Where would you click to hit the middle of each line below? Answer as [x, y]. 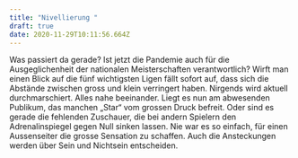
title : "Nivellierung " [54, 18]
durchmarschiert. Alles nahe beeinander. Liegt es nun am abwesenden [140, 98]
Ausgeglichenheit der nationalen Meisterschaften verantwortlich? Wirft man [149, 69]
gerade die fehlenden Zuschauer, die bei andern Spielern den [123, 117]
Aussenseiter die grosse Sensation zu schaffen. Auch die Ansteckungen [143, 136]
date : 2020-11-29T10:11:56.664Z [70, 34]
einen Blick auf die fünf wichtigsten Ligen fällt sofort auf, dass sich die [139, 79]
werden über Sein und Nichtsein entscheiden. [94, 145]
